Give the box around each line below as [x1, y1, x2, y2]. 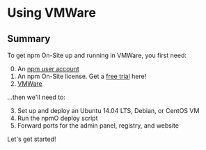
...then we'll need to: [7, 93, 66, 101]
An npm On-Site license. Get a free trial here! [17, 72, 147, 80]
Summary [7, 33, 51, 45]
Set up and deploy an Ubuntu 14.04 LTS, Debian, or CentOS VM [17, 107, 200, 114]
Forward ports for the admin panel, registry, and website [17, 121, 180, 130]
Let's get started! [7, 135, 57, 143]
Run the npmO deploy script [17, 114, 98, 122]
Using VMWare [7, 5, 96, 21]
